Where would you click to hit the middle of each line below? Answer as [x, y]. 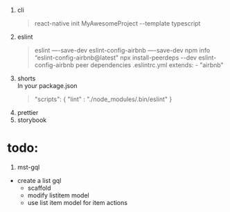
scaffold [39, 188]
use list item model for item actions [78, 202]
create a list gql [39, 180]
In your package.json [47, 86]
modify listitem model [58, 195]
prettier [28, 113]
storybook [32, 120]
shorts [26, 78]
